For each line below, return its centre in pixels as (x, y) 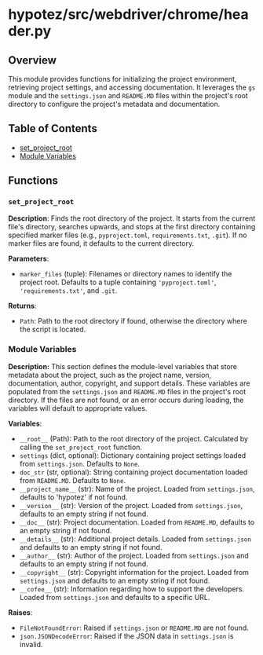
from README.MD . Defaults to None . (73, 480)
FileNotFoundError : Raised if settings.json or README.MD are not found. (134, 628)
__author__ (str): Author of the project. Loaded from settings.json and (134, 555)
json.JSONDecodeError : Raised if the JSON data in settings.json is (126, 636)
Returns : (22, 306)
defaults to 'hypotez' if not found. (73, 497)
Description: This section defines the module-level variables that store (123, 366)
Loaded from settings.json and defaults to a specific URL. (115, 597)
